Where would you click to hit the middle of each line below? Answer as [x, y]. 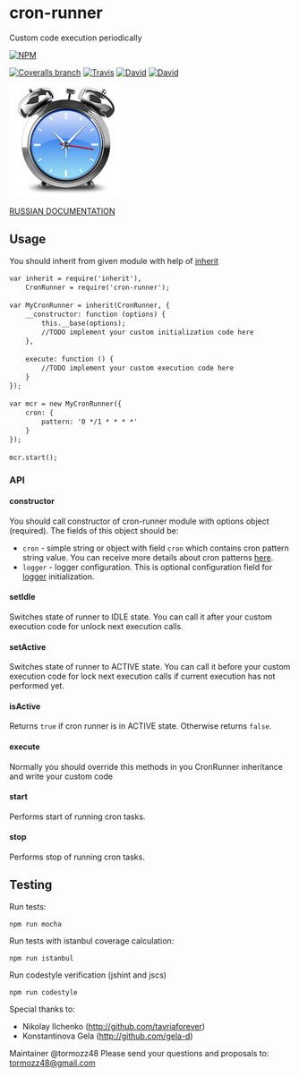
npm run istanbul [42, 958]
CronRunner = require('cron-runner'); [98, 287]
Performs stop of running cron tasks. [77, 857]
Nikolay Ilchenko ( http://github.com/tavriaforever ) [114, 1026]
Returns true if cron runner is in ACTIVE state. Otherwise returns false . [141, 726]
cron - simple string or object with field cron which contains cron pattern [155, 548]
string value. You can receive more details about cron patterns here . [148, 557]
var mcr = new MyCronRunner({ [66, 404]
